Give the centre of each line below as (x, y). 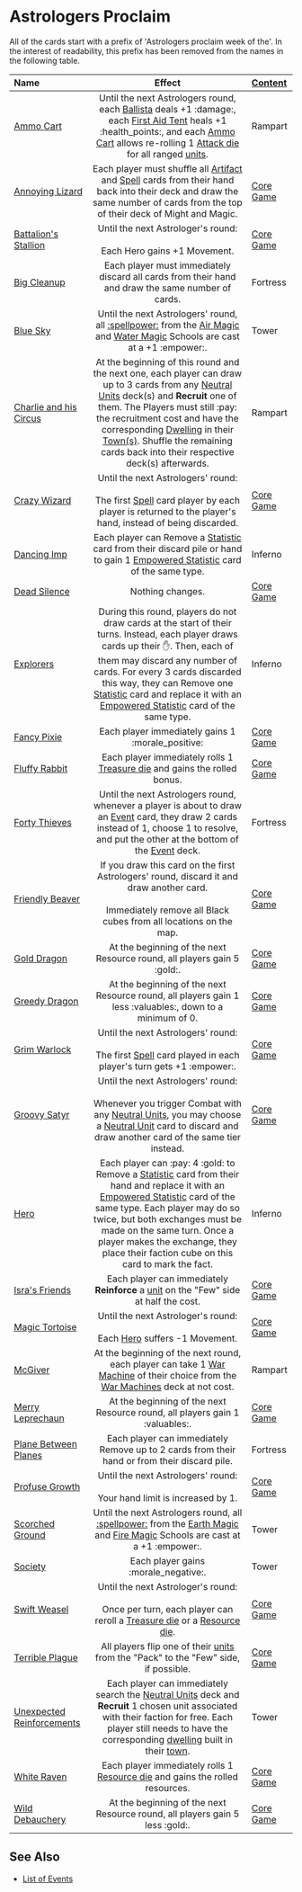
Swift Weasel (41, 1609)
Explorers (34, 665)
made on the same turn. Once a (168, 1230)
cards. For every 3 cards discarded (168, 672)
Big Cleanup (40, 282)
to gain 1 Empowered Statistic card (168, 559)
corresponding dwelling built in (168, 1739)
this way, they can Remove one (168, 683)
